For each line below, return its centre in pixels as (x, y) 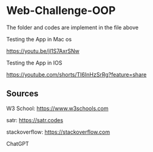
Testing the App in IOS (34, 63)
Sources (22, 94)
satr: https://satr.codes (35, 120)
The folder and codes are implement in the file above (72, 27)
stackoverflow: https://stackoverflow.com (58, 132)
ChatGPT (18, 143)
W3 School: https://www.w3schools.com (57, 108)
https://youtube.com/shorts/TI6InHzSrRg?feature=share (76, 74)
